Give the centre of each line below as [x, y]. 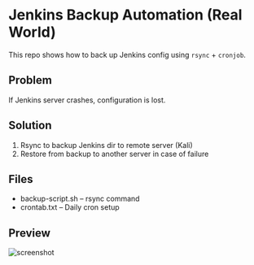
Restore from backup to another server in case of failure [114, 154]
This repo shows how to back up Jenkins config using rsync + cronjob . [127, 54]
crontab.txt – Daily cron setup [70, 207]
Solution [30, 126]
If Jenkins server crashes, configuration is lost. [87, 100]
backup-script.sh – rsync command [80, 199]
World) [32, 32]
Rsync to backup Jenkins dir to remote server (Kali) [106, 145]
